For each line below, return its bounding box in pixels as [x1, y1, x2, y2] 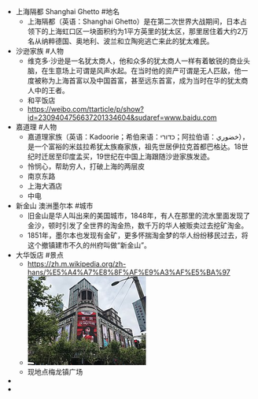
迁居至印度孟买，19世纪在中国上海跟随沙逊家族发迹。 [41, 152, 214, 161]
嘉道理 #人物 [15, 122, 57, 132]
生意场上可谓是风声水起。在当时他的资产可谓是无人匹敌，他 [48, 66, 241, 75]
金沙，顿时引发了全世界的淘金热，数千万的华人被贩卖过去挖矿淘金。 [27, 221, 249, 230]
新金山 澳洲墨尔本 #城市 [15, 201, 94, 211]
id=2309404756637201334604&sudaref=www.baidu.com [27, 113, 218, 122]
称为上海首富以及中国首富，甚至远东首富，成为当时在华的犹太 [41, 76, 241, 85]
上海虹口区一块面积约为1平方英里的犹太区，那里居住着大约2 [48, 27, 241, 35]
